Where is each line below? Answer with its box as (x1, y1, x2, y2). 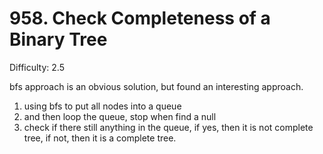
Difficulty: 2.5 (9, 61, 65, 73)
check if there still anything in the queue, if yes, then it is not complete (23, 121, 314, 133)
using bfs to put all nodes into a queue (23, 100, 182, 112)
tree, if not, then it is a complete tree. (23, 132, 177, 144)
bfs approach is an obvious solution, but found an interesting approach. (9, 80, 304, 92)
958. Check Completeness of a (9, 7, 271, 30)
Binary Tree (9, 28, 108, 51)
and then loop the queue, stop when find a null (23, 110, 217, 122)
